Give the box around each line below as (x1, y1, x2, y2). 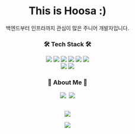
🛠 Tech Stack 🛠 (43, 40, 92, 48)
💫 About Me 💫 (47, 78, 88, 87)
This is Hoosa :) (28, 4, 107, 18)
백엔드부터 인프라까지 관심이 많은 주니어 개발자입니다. (5, 24, 130, 31)
